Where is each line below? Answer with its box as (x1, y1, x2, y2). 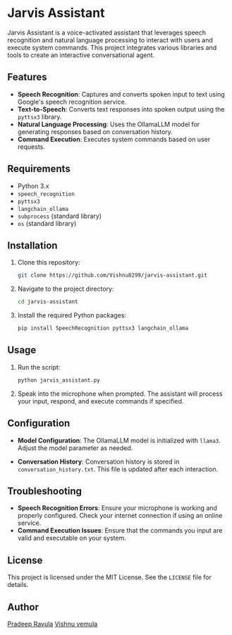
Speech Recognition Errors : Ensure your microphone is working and (17, 504, 217, 512)
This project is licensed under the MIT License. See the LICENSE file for (7, 573, 212, 581)
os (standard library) (17, 219, 77, 227)
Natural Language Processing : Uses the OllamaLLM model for (17, 120, 200, 128)
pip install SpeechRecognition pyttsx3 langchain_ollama (17, 325, 189, 332)
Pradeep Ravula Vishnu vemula (7, 619, 98, 628)
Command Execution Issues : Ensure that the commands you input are (17, 526, 223, 535)
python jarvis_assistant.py (17, 376, 100, 384)
